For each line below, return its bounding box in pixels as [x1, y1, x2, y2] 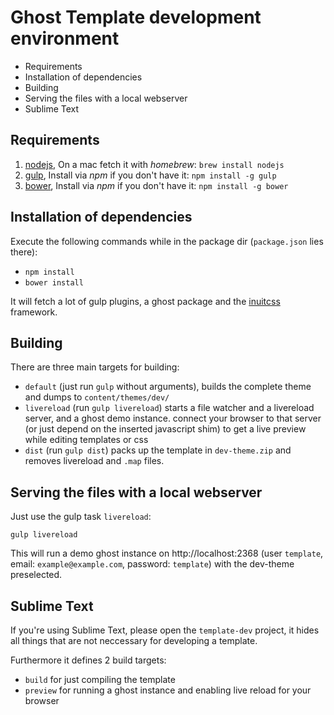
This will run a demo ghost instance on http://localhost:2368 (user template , [10, 547, 324, 560]
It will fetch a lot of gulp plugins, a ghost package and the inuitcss [10, 295, 281, 307]
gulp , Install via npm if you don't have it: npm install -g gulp [24, 169, 277, 181]
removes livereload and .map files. [24, 455, 165, 467]
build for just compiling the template [24, 674, 176, 685]
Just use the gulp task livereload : [10, 511, 152, 523]
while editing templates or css [24, 434, 149, 446]
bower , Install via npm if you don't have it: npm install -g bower [24, 179, 289, 191]
